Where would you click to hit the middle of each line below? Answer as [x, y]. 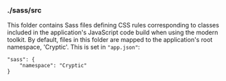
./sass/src [25, 10]
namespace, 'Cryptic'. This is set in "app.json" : [74, 47]
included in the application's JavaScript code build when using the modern [113, 32]
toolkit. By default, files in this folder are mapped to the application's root [110, 40]
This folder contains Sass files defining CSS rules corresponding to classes [113, 25]
